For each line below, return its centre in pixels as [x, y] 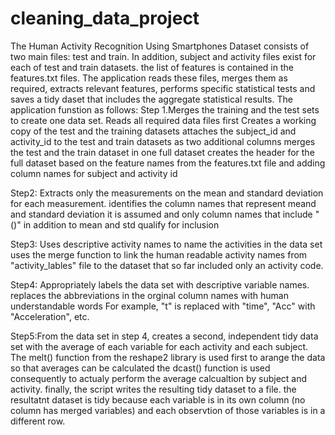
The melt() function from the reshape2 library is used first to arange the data [168, 357]
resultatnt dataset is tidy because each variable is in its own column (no [158, 399]
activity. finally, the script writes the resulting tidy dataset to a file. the [153, 389]
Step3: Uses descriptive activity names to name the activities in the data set [166, 244]
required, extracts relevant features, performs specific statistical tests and [163, 88]
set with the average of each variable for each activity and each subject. [159, 346]
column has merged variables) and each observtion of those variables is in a [168, 410]
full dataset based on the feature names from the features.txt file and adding [168, 163]
